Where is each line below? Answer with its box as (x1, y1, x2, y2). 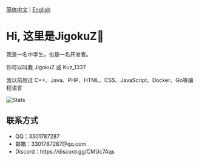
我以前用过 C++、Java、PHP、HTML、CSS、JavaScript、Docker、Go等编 (6, 76, 194, 84)
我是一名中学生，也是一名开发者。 (6, 50, 92, 58)
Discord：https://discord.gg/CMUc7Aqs (15, 148, 115, 155)
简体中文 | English (6, 6, 51, 13)
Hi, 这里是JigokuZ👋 (6, 30, 104, 43)
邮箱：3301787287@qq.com (15, 140, 87, 148)
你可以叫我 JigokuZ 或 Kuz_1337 (6, 63, 86, 70)
